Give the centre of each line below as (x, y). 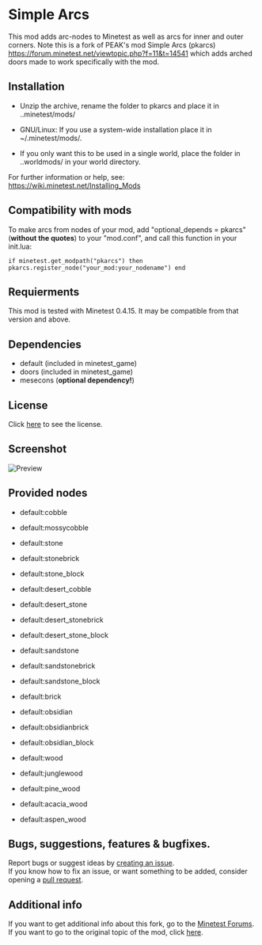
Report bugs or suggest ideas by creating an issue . (91, 863)
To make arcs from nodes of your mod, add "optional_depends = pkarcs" (127, 229)
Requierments (44, 292)
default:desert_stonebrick (62, 619)
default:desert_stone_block (64, 634)
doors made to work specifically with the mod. (84, 62)
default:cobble (43, 512)
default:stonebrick (49, 558)
